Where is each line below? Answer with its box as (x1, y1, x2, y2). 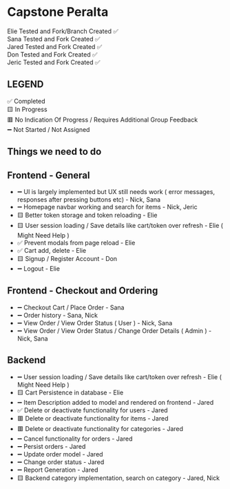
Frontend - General (7, 169, 90, 181)
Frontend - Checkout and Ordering (7, 285, 158, 297)
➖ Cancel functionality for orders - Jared (17, 434, 133, 443)
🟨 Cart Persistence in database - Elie (17, 388, 124, 396)
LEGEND (7, 79, 44, 90)
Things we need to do (7, 146, 102, 157)
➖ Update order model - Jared (17, 450, 103, 458)
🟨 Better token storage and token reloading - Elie (17, 211, 158, 219)
